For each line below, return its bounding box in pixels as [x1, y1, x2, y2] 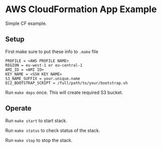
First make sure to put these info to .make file [5, 48, 99, 54]
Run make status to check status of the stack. [5, 127, 100, 133]
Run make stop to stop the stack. [5, 137, 72, 143]
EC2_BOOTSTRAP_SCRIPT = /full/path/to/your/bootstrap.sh [5, 80, 128, 86]
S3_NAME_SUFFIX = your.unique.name [5, 76, 80, 81]
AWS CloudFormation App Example [5, 4, 157, 15]
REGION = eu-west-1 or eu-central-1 [5, 62, 83, 68]
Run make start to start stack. [5, 118, 67, 124]
